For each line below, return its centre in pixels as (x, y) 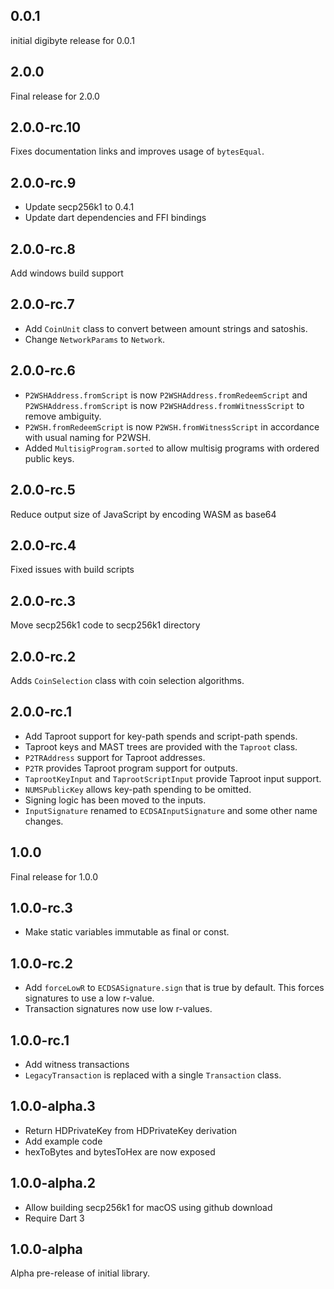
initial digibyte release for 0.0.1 (72, 40)
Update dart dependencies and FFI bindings (115, 218)
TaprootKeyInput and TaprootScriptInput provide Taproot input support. (173, 778)
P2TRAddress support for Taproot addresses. (115, 757)
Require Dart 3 (54, 1218)
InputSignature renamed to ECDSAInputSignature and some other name (171, 810)
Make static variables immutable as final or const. (127, 932)
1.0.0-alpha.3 (53, 1106)
